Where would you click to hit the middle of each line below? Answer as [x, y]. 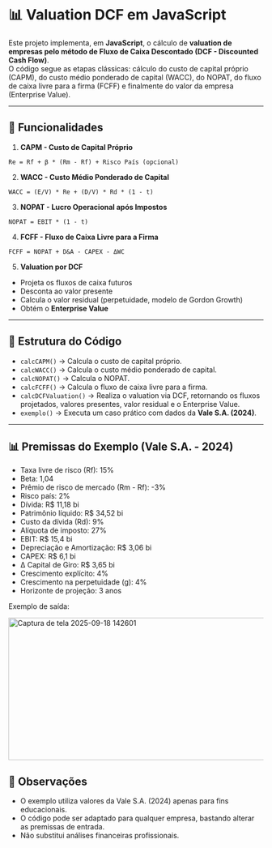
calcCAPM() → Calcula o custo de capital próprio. [101, 361]
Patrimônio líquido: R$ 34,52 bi [72, 513]
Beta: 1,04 [37, 479]
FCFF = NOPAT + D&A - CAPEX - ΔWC [67, 251]
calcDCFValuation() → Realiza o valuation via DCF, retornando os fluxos [140, 395]
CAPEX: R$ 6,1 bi [48, 556]
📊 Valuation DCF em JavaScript [117, 15]
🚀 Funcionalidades [56, 128]
